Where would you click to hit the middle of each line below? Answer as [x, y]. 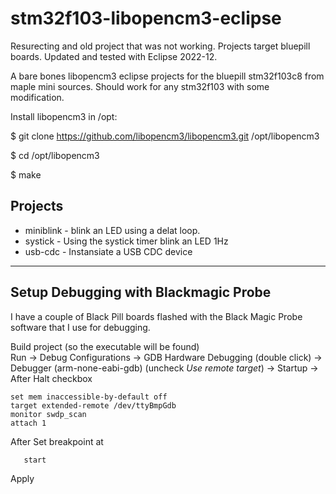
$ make [26, 174]
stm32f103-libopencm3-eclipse [146, 18]
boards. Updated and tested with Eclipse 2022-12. [114, 56]
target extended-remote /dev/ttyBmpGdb [93, 405]
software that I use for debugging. [80, 327]
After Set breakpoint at [57, 441]
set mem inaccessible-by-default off [89, 397]
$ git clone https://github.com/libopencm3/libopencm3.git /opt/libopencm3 [165, 136]
